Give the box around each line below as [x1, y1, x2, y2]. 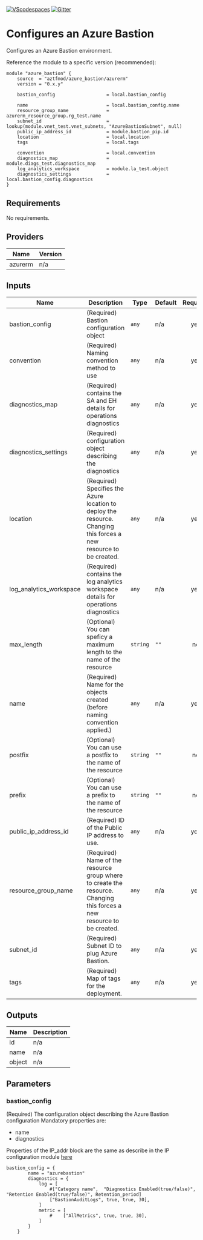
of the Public [86, 824, 123, 832]
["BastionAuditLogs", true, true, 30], [49, 1196, 150, 1202]
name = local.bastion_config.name [17, 102, 180, 108]
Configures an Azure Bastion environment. [6, 47, 112, 54]
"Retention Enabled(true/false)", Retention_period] [6, 1191, 142, 1198]
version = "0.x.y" [17, 81, 63, 87]
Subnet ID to [86, 942, 122, 950]
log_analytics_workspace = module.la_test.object [17, 165, 169, 172]
